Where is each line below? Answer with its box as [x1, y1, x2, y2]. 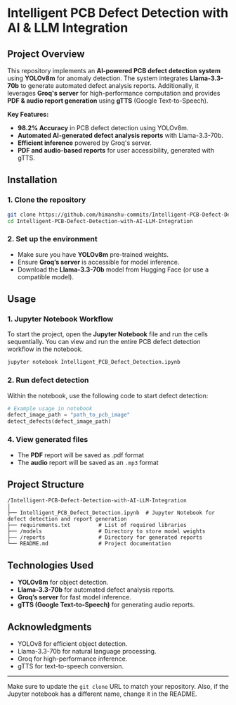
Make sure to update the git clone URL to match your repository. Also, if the [7, 682, 229, 690]
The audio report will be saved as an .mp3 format [17, 458, 159, 466]
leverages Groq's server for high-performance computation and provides [7, 89, 221, 97]
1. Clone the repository [7, 195, 86, 205]
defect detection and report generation [7, 516, 128, 523]
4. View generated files [7, 435, 88, 445]
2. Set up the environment [7, 234, 98, 244]
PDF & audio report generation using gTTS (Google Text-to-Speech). [7, 96, 209, 105]
